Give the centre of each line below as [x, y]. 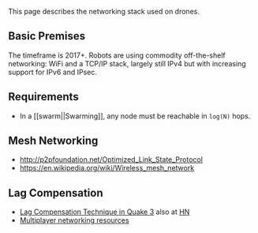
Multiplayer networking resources [74, 220]
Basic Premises [47, 36]
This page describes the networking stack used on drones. [104, 11]
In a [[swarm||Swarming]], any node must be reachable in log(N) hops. [135, 116]
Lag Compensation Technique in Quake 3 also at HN [105, 212]
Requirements [43, 97]
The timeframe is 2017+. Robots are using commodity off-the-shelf [117, 55]
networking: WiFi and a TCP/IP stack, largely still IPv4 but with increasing [127, 63]
